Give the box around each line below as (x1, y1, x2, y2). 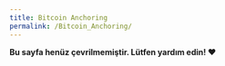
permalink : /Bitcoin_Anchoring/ (9, 22, 132, 31)
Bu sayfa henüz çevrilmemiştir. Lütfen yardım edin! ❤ (9, 46, 217, 57)
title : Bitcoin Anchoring (9, 13, 107, 23)
